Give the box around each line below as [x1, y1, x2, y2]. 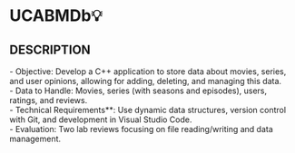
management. [9, 133, 62, 144]
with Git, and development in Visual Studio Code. [9, 114, 192, 125]
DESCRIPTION [9, 42, 91, 57]
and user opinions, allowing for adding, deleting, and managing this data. [9, 76, 282, 86]
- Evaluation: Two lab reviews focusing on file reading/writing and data [9, 124, 274, 134]
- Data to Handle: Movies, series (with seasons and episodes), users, [9, 85, 268, 96]
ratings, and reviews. [9, 95, 88, 105]
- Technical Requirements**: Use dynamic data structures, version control [9, 105, 287, 115]
